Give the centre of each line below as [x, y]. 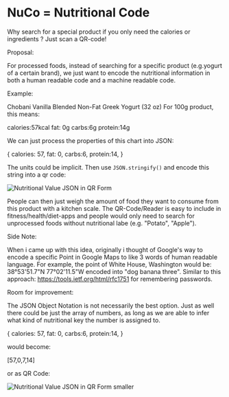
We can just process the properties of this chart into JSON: [91, 140]
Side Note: [22, 236]
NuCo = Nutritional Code [79, 13]
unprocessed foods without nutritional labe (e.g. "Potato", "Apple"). [102, 223]
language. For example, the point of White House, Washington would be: [109, 264]
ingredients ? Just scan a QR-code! [57, 38]
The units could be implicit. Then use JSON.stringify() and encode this [108, 167]
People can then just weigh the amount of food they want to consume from [113, 201]
